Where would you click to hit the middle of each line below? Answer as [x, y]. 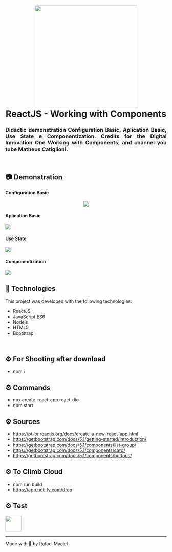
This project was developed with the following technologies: [69, 301]
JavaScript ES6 [29, 317]
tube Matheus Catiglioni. [37, 149]
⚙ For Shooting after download [56, 359]
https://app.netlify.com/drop [42, 490]
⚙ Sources [23, 421]
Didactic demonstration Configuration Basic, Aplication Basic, [86, 130]
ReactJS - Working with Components [86, 114]
